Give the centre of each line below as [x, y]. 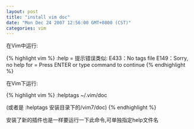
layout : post [22, 12]
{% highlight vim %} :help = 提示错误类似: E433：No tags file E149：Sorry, [97, 58]
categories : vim [26, 28]
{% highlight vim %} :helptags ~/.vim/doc [57, 95]
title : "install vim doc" [38, 17]
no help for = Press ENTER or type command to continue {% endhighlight [96, 65]
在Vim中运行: [22, 46]
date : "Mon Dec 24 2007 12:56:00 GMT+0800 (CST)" [69, 22]
